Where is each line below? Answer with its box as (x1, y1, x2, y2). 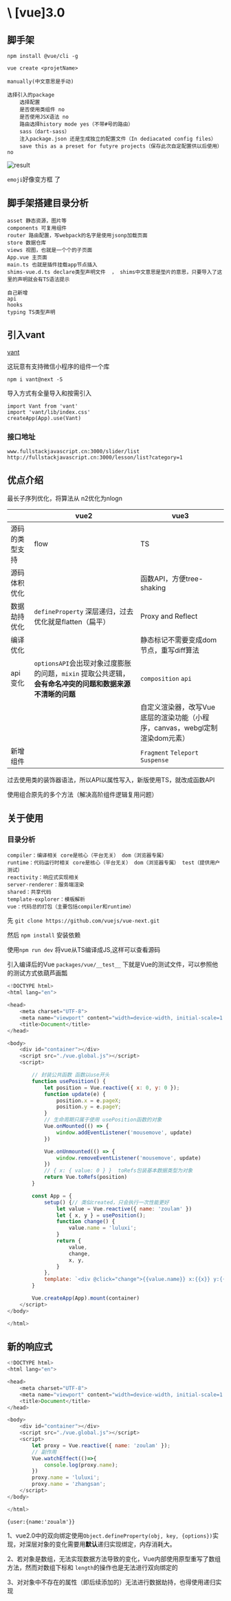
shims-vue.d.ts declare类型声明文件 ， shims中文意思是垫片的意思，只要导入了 (7, 268, 218, 275)
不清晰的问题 (34, 689, 76, 699)
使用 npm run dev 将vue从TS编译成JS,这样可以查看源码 (7, 946, 161, 954)
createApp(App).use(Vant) (7, 415, 81, 421)
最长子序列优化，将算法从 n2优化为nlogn (7, 494, 122, 502)
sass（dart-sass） (19, 128, 70, 135)
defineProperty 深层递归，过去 (34, 606, 134, 616)
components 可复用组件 (7, 224, 67, 232)
